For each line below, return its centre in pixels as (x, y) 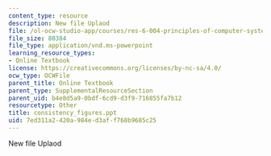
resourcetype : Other (43, 105)
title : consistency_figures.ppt (63, 113)
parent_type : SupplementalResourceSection (81, 90)
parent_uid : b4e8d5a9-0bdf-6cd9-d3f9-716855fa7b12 (95, 98)
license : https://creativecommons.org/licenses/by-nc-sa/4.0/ (115, 68)
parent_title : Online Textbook (61, 83)
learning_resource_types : (52, 53)
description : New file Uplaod (59, 23)
